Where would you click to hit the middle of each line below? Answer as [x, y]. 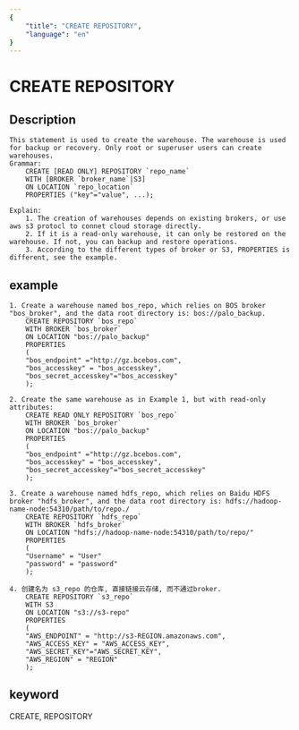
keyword [34, 695]
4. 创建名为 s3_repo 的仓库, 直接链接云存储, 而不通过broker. [115, 590]
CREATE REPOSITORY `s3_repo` [80, 597]
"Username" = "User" [64, 556]
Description [43, 119]
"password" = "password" [72, 564]
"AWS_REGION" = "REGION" [72, 660]
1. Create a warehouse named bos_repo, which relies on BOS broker [138, 306]
